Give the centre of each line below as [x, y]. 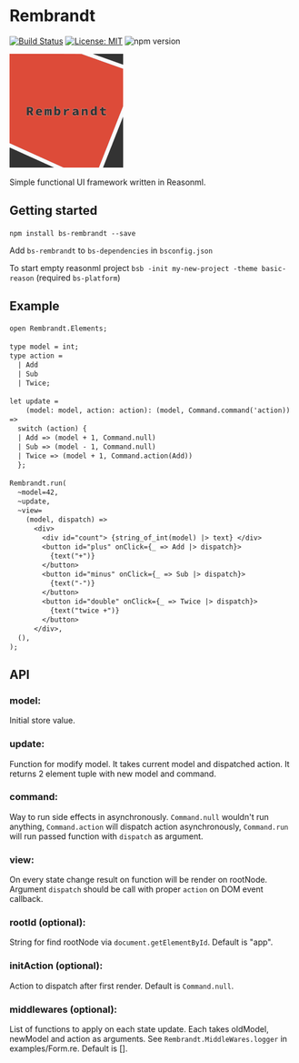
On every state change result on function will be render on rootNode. [139, 880]
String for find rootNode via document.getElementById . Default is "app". [141, 942]
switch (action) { [53, 429]
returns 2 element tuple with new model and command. [113, 774]
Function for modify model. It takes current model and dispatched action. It [149, 764]
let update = [34, 401]
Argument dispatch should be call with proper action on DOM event [136, 889]
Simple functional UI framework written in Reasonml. [108, 182]
